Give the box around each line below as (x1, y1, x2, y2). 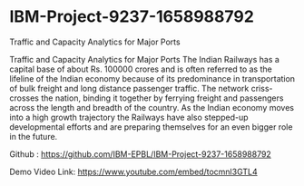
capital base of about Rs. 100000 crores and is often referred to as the (9, 64, 272, 74)
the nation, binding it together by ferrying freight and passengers (40, 93, 284, 103)
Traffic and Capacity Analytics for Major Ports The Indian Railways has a (9, 54, 279, 64)
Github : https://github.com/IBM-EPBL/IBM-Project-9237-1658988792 (9, 148, 272, 160)
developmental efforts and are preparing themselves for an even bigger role (9, 121, 293, 132)
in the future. (9, 131, 58, 142)
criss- (250, 83, 273, 93)
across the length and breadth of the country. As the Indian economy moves (9, 102, 295, 113)
